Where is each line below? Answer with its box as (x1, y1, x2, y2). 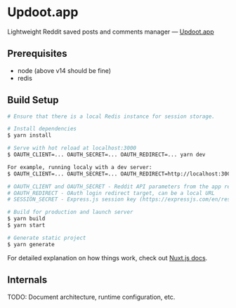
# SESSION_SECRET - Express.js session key (7, 196, 137, 203)
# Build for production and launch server (7, 208, 133, 216)
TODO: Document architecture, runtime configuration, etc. (7, 293, 176, 301)
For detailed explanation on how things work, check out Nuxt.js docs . (7, 253, 208, 262)
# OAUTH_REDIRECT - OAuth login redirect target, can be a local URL (7, 189, 216, 196)
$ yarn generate (7, 241, 55, 248)
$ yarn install (7, 132, 52, 139)
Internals (7, 274, 48, 286)
